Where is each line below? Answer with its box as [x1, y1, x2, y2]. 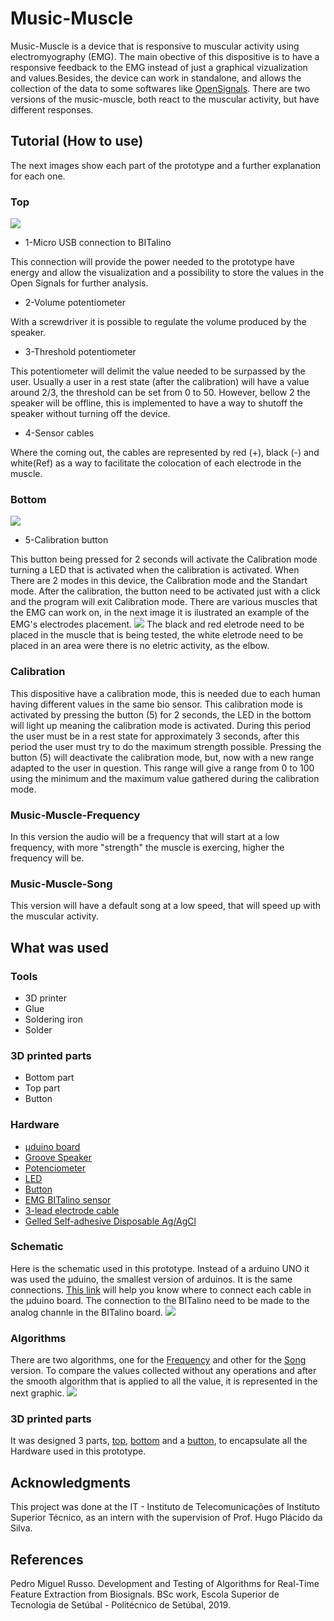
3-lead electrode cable [24, 1204, 120, 1216]
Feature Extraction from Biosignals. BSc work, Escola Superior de [10, 1588, 280, 1601]
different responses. [10, 103, 94, 116]
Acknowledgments [10, 1474, 132, 1491]
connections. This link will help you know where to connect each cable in [10, 1283, 312, 1296]
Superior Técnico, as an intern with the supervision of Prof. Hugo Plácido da [10, 1512, 323, 1524]
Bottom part [24, 1072, 75, 1084]
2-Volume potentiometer [24, 297, 126, 309]
